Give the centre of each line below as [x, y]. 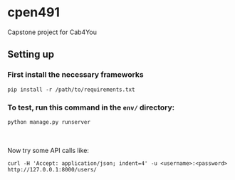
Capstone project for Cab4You [52, 32]
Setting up [31, 54]
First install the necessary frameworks [75, 75]
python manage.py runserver [49, 122]
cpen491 [34, 12]
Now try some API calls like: [48, 150]
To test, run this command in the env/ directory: [91, 107]
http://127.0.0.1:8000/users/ [52, 169]
